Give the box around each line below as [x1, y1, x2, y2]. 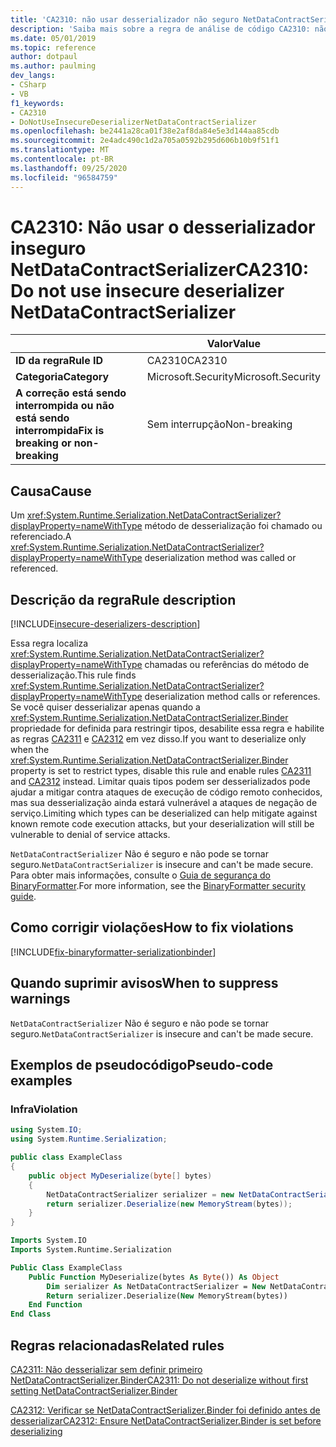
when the [10, 744, 50, 756]
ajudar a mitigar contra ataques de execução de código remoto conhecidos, [10, 786, 323, 798]
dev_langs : [10, 71, 56, 81]
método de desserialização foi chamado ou [144, 520, 323, 532]
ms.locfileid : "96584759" [10, 172, 118, 183]
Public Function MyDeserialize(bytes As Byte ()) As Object [28, 1272, 280, 1282]
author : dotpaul [10, 52, 78, 62]
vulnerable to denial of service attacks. [10, 829, 171, 841]
